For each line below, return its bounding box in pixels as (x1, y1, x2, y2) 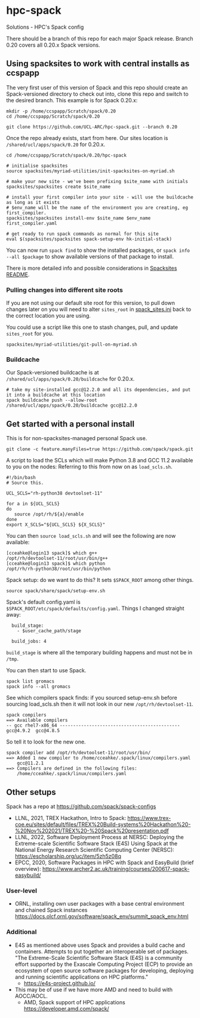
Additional (6, 928, 37, 936)
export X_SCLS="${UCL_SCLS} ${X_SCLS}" (6, 522, 106, 528)
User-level (6, 886, 38, 895)
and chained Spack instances (14, 907, 88, 914)
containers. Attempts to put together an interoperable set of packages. (14, 947, 189, 955)
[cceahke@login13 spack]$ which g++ (6, 550, 97, 556)
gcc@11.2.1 (17, 760, 44, 766)
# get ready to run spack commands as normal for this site (6, 231, 159, 237)
